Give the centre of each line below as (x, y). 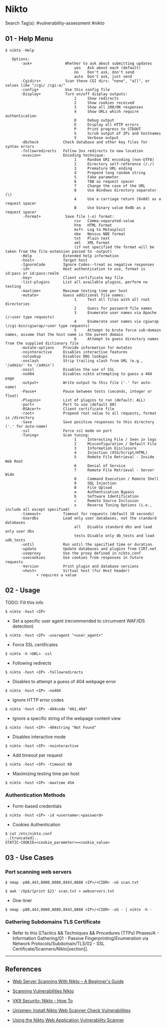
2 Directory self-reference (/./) (114, 164)
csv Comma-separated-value (104, 221)
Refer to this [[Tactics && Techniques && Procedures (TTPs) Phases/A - (85, 933)
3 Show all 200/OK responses (108, 107)
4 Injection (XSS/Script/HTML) (111, 453)
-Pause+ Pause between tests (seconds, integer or (86, 391)
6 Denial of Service (100, 466)
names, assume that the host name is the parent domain (64, 334)
